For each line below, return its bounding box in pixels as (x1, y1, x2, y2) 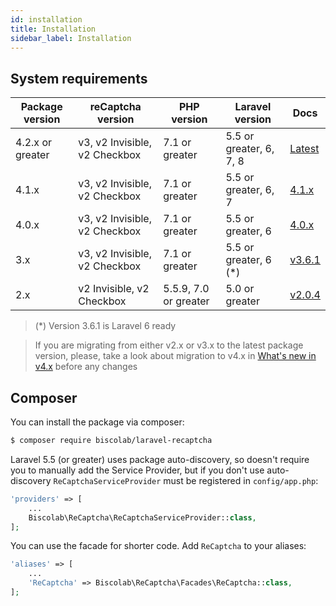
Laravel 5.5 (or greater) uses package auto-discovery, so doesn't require (10, 453, 310, 465)
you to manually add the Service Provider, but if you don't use (10, 464, 265, 476)
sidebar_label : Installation (10, 33, 132, 43)
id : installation (10, 14, 83, 25)
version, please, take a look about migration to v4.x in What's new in (34, 350, 317, 362)
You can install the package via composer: (10, 416, 185, 428)
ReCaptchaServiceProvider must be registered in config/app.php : (53, 474, 319, 486)
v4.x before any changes (34, 361, 138, 373)
